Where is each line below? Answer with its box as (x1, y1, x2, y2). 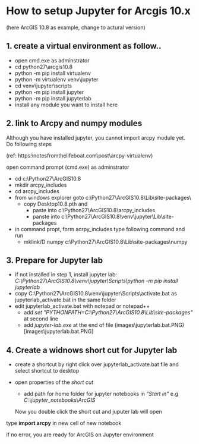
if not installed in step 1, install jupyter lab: (14, 271, 118, 278)
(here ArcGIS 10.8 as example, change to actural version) (6, 24, 146, 31)
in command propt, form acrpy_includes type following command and (14, 225, 185, 232)
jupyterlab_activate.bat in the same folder (14, 296, 117, 304)
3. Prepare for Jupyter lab (6, 255, 103, 265)
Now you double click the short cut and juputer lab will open (14, 408, 162, 415)
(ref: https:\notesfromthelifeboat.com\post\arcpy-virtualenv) (6, 152, 153, 159)
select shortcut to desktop (14, 367, 80, 374)
